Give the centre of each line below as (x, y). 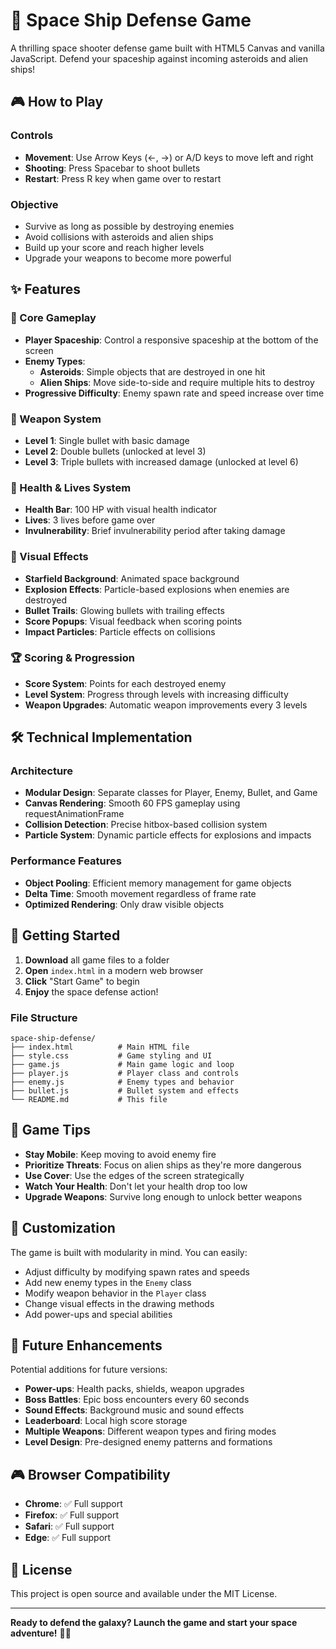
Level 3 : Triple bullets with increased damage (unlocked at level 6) (161, 461)
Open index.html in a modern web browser (114, 970)
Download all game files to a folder (97, 960)
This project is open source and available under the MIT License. (144, 1593)
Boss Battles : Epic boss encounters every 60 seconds (137, 1400)
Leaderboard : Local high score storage (106, 1421)
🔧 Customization (63, 1228)
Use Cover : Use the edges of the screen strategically (134, 1175)
